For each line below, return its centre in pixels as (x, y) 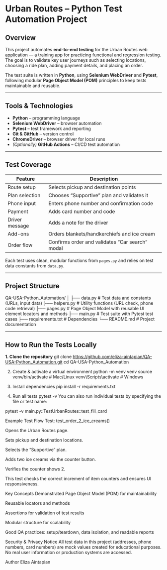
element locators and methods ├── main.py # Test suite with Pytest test (79, 314)
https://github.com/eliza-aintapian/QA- (113, 357)
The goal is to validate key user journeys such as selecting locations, (76, 60)
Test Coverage (28, 165)
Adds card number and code (82, 211)
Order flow (20, 245)
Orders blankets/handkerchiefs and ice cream (102, 233)
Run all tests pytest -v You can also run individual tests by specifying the (87, 396)
